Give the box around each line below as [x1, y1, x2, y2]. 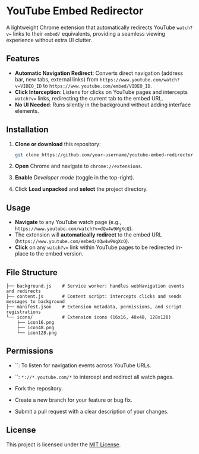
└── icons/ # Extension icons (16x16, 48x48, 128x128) [6, 314, 171, 320]
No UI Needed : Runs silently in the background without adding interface [14, 101, 191, 108]
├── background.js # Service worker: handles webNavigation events [6, 283, 185, 289]
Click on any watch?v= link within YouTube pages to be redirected [14, 244, 175, 251]
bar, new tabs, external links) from [14, 75, 99, 83]
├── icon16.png [17, 320, 55, 326]
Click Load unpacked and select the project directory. [14, 185, 149, 193]
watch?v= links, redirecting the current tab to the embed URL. [14, 94, 163, 102]
